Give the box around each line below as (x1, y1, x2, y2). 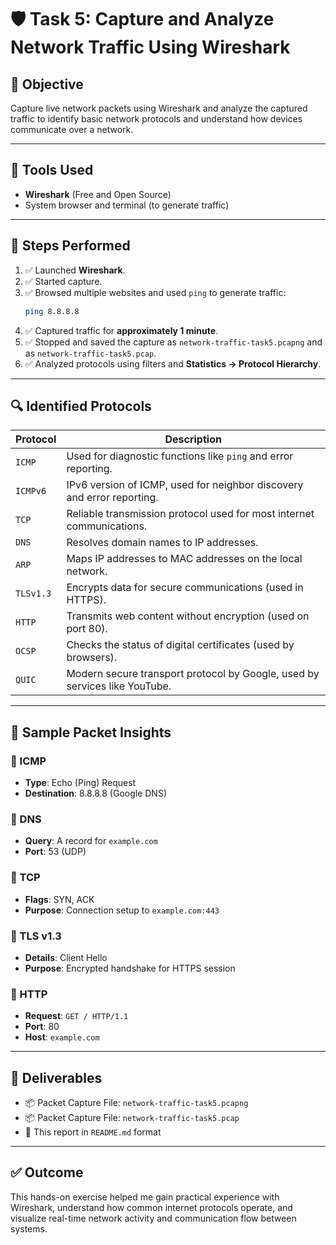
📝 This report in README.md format (24, 1126, 162, 1138)
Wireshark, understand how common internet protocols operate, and (10, 1201, 293, 1213)
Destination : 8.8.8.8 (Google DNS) (24, 787, 168, 799)
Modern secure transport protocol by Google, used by (66, 667, 320, 681)
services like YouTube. (66, 679, 172, 693)
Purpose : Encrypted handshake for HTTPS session (24, 962, 236, 974)
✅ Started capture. (24, 275, 103, 287)
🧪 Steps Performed (10, 237, 131, 255)
